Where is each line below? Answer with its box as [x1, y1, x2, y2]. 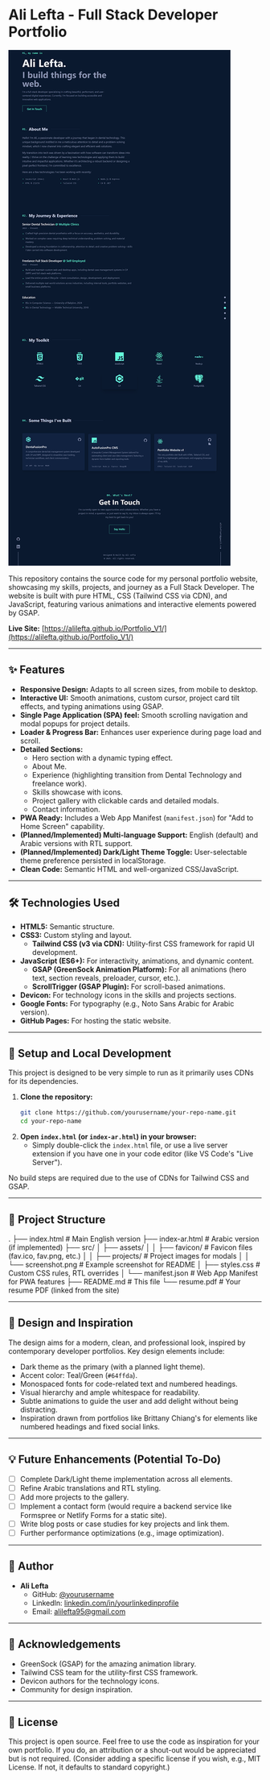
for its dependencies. [8, 1077, 79, 1086]
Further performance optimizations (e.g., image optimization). [19, 1528, 224, 1537]
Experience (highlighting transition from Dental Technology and [31, 770, 243, 779]
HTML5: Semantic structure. [19, 921, 115, 931]
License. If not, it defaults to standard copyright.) [8, 1762, 170, 1772]
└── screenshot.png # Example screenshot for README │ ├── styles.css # [8, 1259, 261, 1269]
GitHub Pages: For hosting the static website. [19, 1015, 171, 1025]
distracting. [19, 1404, 58, 1414]
